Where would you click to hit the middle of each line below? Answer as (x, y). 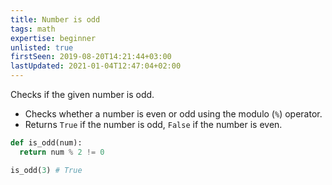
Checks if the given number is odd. (82, 94)
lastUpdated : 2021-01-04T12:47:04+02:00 (96, 66)
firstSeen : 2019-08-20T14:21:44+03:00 (91, 57)
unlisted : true (42, 47)
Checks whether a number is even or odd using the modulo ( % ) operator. (173, 114)
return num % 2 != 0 (62, 152)
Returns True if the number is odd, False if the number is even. (153, 124)
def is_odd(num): (46, 143)
